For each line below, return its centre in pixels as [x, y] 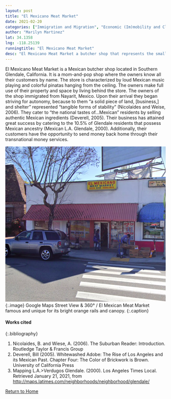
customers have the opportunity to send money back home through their [81, 134]
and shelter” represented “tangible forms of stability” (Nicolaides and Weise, [85, 107]
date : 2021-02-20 [24, 21]
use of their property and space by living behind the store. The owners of [82, 90]
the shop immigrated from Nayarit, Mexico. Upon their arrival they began [81, 96]
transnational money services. [37, 139]
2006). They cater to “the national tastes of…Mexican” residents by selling [83, 112]
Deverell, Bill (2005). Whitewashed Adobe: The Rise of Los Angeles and [88, 355]
